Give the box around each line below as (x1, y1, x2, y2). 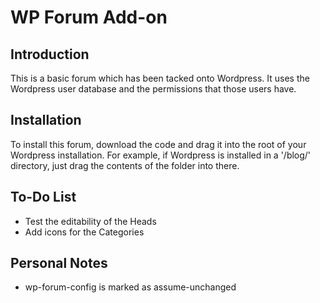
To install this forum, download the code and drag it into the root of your (10, 138, 307, 150)
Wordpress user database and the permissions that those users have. (10, 83, 297, 95)
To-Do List (10, 189, 77, 206)
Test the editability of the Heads (24, 215, 157, 227)
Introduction (10, 46, 90, 63)
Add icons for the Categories (24, 226, 145, 238)
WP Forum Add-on (10, 6, 168, 29)
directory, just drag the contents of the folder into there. (10, 159, 240, 171)
